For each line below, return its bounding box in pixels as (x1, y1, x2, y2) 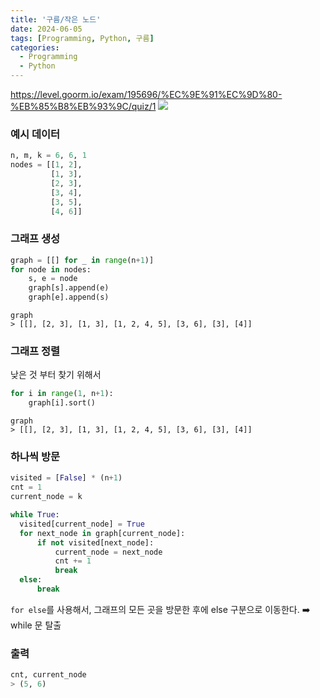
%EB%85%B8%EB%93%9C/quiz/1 (10, 101, 157, 112)
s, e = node (28, 274, 78, 284)
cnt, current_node (10, 670, 87, 680)
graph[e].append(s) (28, 292, 110, 303)
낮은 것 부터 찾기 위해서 (10, 369, 102, 381)
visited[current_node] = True (19, 519, 145, 529)
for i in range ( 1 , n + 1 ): (10, 389, 114, 399)
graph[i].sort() (28, 398, 97, 408)
